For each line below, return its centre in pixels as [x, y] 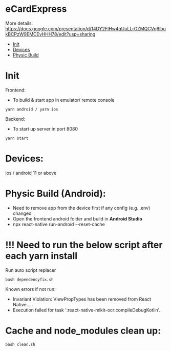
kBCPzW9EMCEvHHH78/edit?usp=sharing [50, 34]
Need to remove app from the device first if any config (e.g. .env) [81, 208]
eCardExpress [36, 9]
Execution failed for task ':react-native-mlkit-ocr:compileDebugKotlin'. [87, 310]
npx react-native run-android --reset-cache [59, 224]
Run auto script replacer [31, 270]
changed [22, 213]
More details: [19, 23]
